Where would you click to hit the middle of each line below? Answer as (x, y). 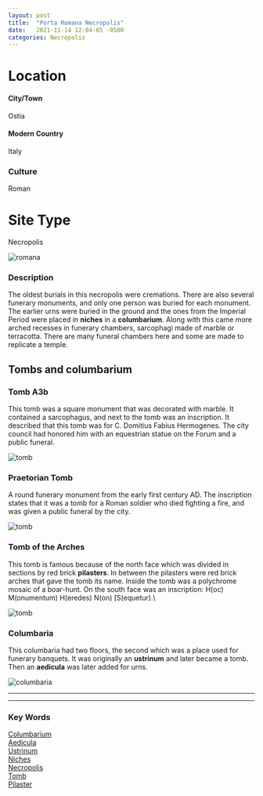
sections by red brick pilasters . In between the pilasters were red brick (122, 572)
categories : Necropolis (47, 37)
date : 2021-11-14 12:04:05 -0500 (66, 30)
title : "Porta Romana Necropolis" (66, 23)
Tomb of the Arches (47, 547)
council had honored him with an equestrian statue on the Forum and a (122, 434)
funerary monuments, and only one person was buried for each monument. (130, 303)
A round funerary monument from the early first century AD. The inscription (130, 495)
